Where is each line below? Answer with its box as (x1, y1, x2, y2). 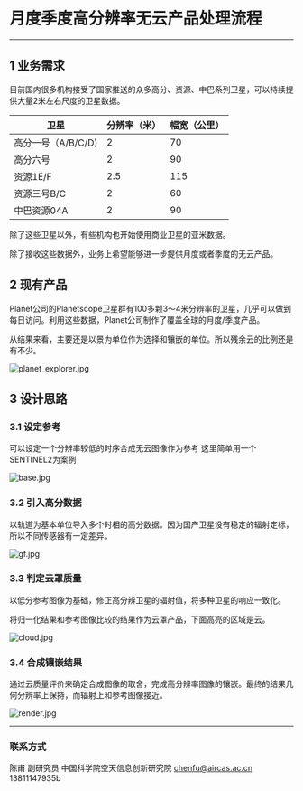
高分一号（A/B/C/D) (14, 137, 98, 149)
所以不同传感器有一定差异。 (9, 530, 113, 541)
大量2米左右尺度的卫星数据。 (16, 95, 125, 106)
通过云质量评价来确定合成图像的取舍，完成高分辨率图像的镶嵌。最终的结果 (9, 679, 286, 690)
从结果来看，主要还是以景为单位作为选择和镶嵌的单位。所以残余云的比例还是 (9, 334, 294, 344)
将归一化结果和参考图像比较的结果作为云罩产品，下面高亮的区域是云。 (9, 614, 271, 625)
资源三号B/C (14, 187, 66, 200)
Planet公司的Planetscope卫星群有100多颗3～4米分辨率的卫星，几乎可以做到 (9, 303, 291, 314)
